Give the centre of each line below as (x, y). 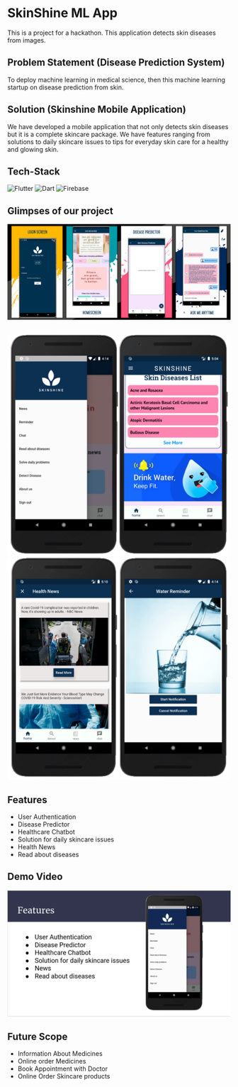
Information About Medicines (60, 1054)
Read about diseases (48, 855)
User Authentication (47, 817)
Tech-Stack (34, 171)
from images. (27, 40)
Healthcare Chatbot (46, 832)
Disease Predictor (44, 824)
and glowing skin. (33, 149)
